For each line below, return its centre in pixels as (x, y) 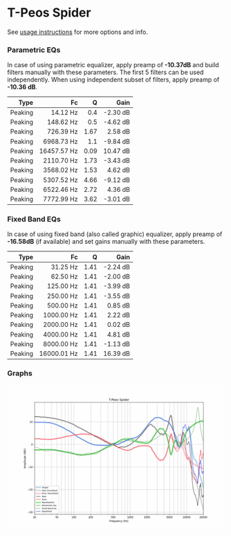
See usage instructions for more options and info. (78, 32)
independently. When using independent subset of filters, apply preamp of (113, 80)
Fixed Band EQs (34, 219)
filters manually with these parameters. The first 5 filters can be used (105, 72)
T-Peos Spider (49, 13)
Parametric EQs (34, 50)
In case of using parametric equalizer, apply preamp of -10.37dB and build (113, 65)
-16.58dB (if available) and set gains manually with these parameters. (106, 242)
